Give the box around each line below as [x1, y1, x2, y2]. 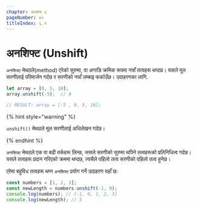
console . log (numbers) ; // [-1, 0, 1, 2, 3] [6, 191, 118, 197]
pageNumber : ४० [6, 15, 44, 21]
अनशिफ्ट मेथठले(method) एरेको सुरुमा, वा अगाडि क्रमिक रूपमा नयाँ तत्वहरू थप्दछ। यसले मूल [6, 67, 186, 74]
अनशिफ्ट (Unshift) [6, 46, 89, 60]
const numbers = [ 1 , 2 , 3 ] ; [6, 179, 77, 185]
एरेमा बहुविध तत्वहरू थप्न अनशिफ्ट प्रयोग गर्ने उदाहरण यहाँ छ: [6, 167, 118, 174]
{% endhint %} [6, 137, 44, 144]
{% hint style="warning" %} [6, 113, 76, 120]
